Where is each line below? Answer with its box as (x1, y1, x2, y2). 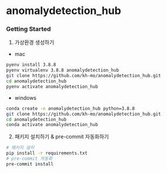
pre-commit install (6, 161, 54, 167)
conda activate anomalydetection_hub (6, 122, 98, 128)
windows (14, 94, 37, 101)
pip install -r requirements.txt (6, 150, 88, 156)
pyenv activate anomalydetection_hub (6, 84, 98, 89)
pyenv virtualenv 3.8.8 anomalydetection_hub (6, 67, 119, 74)
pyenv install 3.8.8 (6, 62, 57, 68)
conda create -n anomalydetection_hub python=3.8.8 (6, 105, 135, 112)
